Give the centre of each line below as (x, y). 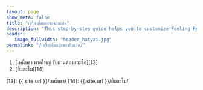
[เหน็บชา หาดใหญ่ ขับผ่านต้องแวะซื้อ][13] (56, 62)
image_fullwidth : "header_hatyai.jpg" (63, 40)
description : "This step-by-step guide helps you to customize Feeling (98, 28)
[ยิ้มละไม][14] (29, 69)
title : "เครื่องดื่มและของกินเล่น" (38, 23)
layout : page (23, 12)
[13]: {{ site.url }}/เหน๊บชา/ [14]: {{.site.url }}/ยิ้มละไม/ (67, 81)
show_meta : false (28, 17)
